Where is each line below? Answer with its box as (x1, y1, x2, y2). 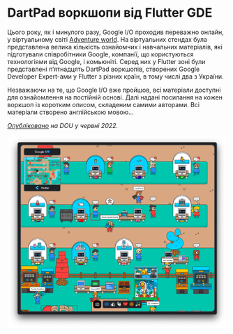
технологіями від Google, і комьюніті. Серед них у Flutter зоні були (7, 57, 206, 65)
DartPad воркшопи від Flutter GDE (7, 5, 213, 21)
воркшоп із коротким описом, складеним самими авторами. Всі (7, 100, 200, 109)
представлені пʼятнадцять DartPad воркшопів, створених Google (7, 65, 200, 73)
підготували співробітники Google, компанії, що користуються (7, 50, 194, 58)
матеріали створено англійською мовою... (7, 108, 134, 116)
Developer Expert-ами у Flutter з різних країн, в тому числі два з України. (7, 72, 225, 81)
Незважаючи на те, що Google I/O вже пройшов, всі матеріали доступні (7, 86, 221, 94)
